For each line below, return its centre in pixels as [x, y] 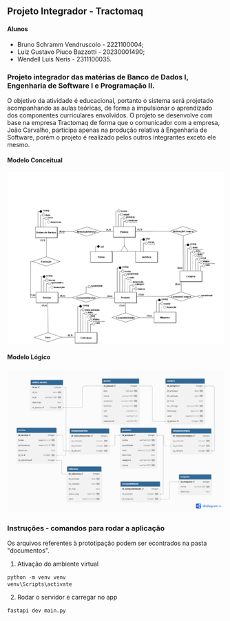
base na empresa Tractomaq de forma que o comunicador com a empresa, [114, 122]
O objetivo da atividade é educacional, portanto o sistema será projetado [110, 100]
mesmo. [19, 144]
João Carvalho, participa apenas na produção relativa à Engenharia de [107, 130]
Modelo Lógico [29, 357]
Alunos [18, 29]
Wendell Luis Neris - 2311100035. [64, 59]
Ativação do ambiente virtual [57, 564]
